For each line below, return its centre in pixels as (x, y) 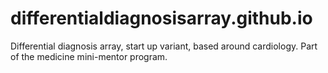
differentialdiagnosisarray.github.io (161, 18)
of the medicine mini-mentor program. (89, 56)
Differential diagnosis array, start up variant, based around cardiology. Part (164, 46)
